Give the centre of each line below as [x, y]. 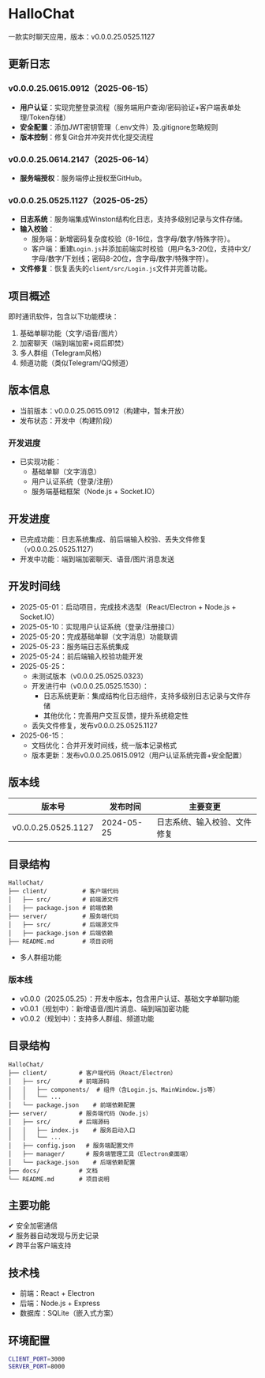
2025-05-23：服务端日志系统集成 [74, 646]
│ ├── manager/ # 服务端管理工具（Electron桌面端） [100, 1154]
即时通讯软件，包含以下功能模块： [63, 316]
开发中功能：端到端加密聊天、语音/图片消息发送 [97, 559]
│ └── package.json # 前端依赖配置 [72, 1105]
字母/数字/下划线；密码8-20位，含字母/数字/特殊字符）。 [122, 259]
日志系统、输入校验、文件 [204, 821]
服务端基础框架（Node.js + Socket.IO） [95, 492]
